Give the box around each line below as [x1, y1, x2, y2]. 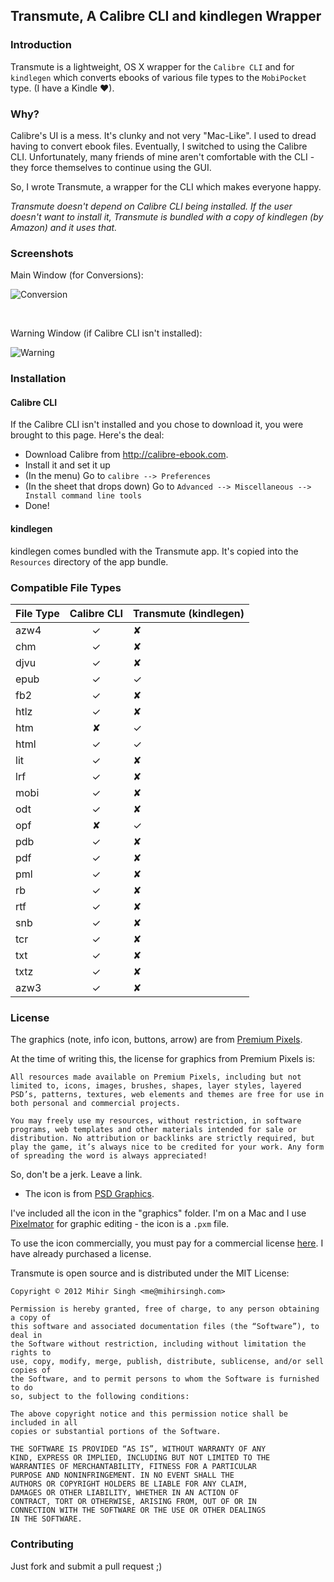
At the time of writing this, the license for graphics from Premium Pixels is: [10, 1053, 316, 1065]
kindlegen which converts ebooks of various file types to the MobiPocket [10, 71, 307, 83]
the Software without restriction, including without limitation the [10, 1339, 307, 1349]
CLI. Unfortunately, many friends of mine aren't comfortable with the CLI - [10, 150, 315, 163]
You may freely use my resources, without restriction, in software [10, 1116, 302, 1126]
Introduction [10, 38, 72, 52]
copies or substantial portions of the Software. [10, 1427, 222, 1437]
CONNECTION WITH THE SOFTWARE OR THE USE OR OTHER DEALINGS [10, 1505, 267, 1516]
